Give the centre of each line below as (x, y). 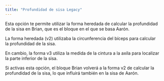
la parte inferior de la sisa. (31, 58)
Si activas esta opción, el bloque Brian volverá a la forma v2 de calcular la (80, 68)
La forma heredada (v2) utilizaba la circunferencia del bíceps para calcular (81, 38)
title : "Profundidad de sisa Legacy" (44, 10)
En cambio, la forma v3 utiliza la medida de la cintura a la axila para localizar (82, 53)
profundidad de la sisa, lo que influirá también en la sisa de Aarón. (72, 73)
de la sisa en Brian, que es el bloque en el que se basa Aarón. (67, 29)
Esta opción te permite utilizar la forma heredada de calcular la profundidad (82, 24)
